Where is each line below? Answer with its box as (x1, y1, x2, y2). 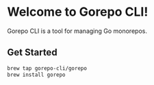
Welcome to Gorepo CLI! (7, 4, 149, 20)
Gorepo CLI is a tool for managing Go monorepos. (7, 27, 147, 35)
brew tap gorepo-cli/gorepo (7, 64, 88, 72)
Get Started (7, 47, 57, 58)
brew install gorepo (7, 71, 66, 78)
